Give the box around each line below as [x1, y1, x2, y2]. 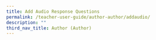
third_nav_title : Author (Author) [6, 25, 92, 31]
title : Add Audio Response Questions [6, 8, 100, 15]
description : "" [6, 19, 46, 25]
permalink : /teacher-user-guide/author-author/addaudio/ [6, 14, 151, 20]
